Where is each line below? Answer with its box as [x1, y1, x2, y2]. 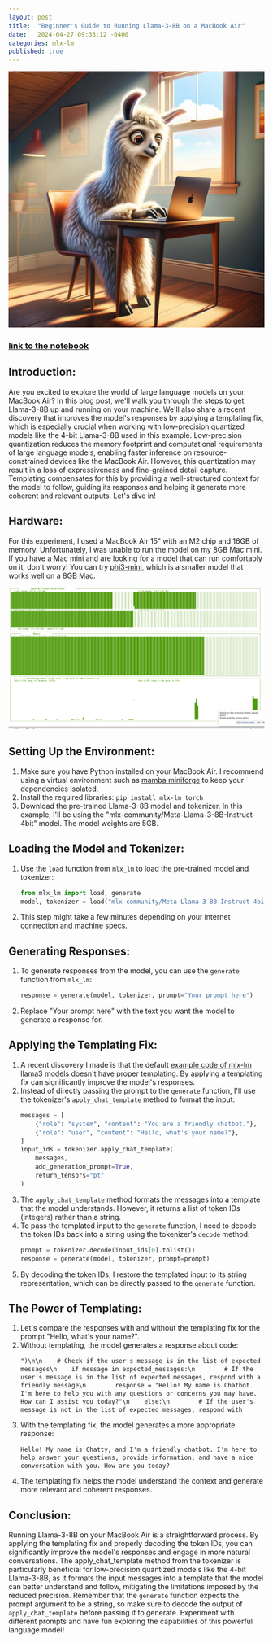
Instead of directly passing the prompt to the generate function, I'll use [19, 1086, 256, 1095]
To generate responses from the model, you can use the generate [19, 966, 240, 976]
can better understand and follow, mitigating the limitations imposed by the [8, 1582, 259, 1592]
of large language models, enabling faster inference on [8, 448, 193, 457]
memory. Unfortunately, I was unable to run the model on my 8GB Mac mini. [8, 544, 262, 554]
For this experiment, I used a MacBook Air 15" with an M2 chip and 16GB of [8, 535, 260, 545]
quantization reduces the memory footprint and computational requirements [8, 439, 262, 448]
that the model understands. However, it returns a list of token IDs [19, 1203, 241, 1213]
